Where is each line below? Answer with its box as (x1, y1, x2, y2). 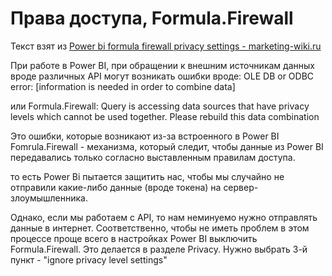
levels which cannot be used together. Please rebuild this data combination (10, 110, 320, 122)
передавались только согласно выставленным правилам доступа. (10, 151, 296, 163)
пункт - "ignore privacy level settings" (10, 253, 168, 266)
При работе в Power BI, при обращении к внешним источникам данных (10, 59, 315, 71)
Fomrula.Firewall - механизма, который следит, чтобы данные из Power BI (10, 140, 324, 152)
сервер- (223, 181, 259, 193)
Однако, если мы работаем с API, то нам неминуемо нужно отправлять (10, 211, 318, 223)
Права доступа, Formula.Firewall (10, 7, 294, 30)
